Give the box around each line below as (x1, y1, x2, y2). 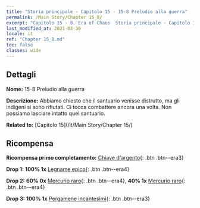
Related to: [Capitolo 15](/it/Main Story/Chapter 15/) (6, 121, 133, 128)
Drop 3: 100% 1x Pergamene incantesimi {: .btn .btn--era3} (6, 195, 151, 203)
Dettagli (6, 70, 36, 80)
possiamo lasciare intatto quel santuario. (6, 110, 105, 117)
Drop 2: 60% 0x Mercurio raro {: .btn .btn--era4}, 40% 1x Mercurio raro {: (6, 177, 186, 185)
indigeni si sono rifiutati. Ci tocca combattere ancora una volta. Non (6, 103, 172, 110)
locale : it (6, 31, 33, 37)
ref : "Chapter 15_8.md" (6, 36, 65, 42)
